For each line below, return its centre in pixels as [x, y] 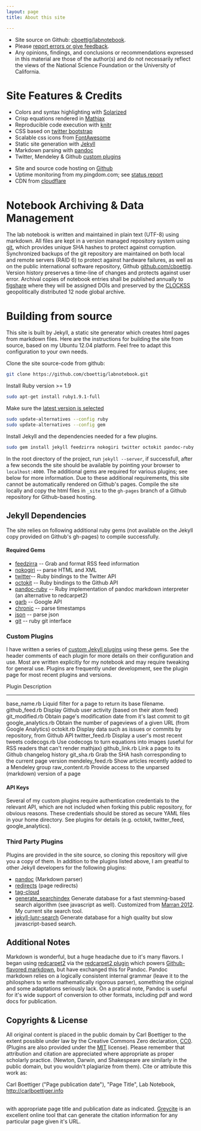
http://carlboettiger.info [35, 1091]
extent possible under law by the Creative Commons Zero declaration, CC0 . [99, 1041]
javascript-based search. [45, 924]
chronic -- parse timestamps [50, 608]
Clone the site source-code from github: [56, 364]
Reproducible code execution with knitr [63, 125]
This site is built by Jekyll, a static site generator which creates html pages [98, 332]
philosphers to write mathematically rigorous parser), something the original [100, 982]
